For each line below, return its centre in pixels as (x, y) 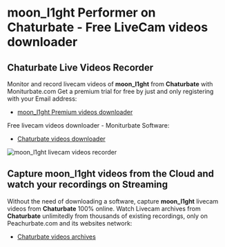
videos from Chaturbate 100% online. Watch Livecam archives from (104, 208)
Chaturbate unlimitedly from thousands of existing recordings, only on (108, 216)
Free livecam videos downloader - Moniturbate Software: (88, 125)
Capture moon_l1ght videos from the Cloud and (110, 174)
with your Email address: (42, 99)
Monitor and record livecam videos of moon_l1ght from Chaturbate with (110, 84)
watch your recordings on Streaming (87, 185)
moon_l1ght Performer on (81, 13)
